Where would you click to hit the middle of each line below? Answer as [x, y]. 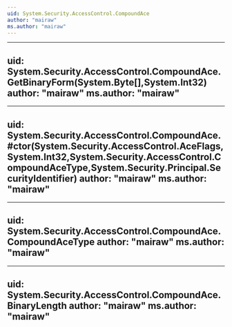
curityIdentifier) [42, 178]
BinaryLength [37, 306]
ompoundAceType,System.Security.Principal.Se [114, 167]
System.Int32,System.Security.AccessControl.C [114, 157]
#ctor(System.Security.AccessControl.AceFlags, [116, 146]
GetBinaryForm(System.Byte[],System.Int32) [107, 82]
